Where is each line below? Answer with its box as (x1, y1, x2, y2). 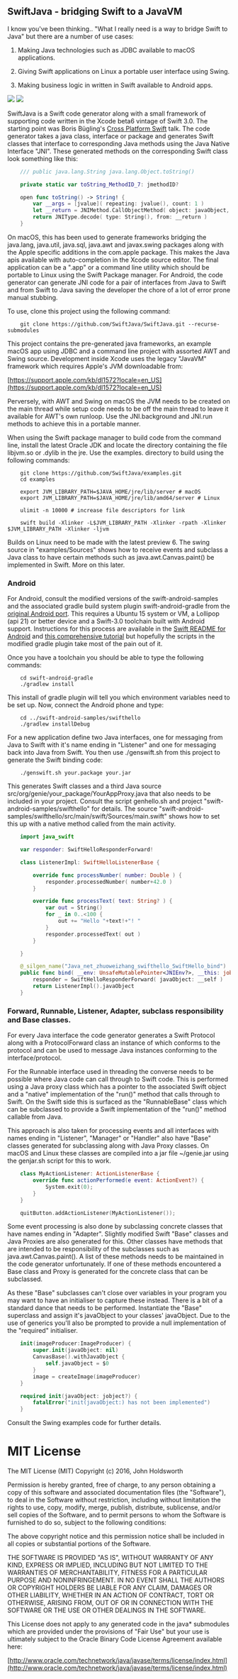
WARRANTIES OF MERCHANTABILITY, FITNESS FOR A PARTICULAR (7, 1568, 208, 1577)
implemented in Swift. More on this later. (7, 560, 125, 569)
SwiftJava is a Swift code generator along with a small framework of (7, 109, 207, 118)
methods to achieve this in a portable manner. (7, 419, 141, 428)
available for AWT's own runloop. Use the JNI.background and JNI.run (7, 411, 212, 421)
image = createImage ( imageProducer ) (33, 1373, 141, 1380)
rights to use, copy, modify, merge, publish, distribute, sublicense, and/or (7, 1503, 221, 1512)
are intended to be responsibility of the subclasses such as (7, 1245, 179, 1253)
